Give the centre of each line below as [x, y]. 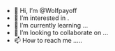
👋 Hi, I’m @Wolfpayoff [45, 11]
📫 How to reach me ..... [48, 40]
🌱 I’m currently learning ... [51, 25]
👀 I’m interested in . [41, 18]
